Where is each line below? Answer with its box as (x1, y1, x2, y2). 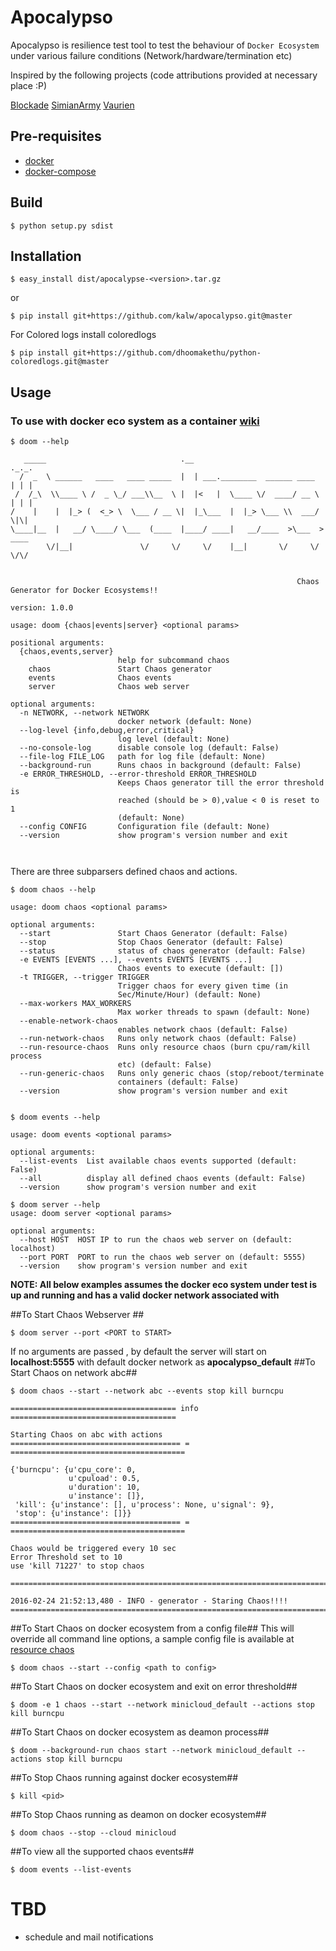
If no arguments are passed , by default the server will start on (10, 1346, 267, 1358)
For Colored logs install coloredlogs (10, 329, 157, 341)
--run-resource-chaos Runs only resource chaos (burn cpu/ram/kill (19, 1042, 311, 1053)
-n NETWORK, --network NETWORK (19, 708, 150, 718)
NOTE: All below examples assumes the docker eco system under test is (10, 1279, 317, 1291)
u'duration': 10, (68, 1482, 141, 1493)
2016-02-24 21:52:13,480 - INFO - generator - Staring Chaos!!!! (10, 1596, 288, 1606)
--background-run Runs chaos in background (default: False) (19, 761, 302, 771)
